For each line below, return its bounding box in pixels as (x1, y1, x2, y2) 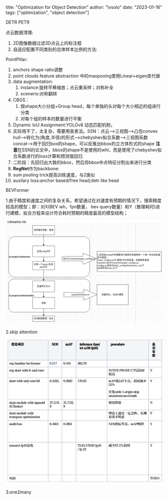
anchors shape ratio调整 (12, 67, 63, 72)
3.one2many (5, 489, 31, 495)
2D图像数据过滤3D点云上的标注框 (12, 40, 82, 46)
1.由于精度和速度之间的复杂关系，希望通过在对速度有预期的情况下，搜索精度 (5, 197, 162, 203)
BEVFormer (5, 187, 29, 193)
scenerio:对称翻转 (20, 91, 57, 96)
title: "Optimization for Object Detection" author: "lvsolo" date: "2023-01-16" (5, 4, 163, 10)
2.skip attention (5, 329, 38, 335)
